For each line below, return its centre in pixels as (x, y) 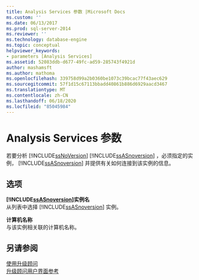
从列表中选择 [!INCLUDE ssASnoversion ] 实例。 (64, 207)
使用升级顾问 (22, 264)
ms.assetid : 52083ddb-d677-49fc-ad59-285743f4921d (71, 62)
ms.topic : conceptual (33, 46)
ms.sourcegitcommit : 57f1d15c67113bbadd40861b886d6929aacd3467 (87, 85)
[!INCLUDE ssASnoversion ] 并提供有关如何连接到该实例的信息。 (96, 163)
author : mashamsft (29, 67)
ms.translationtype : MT (36, 90)
